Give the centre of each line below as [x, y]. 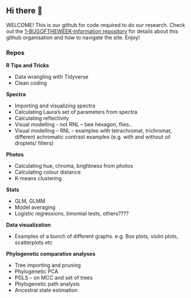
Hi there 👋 [24, 11]
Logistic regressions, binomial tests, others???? [71, 214]
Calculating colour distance [47, 172]
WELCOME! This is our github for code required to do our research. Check [96, 25]
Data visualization [28, 225]
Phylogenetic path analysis [47, 284]
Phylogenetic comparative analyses [51, 254]
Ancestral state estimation [46, 290]
